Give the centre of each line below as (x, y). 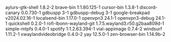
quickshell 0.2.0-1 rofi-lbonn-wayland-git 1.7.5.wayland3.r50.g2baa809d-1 (86, 23)
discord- (149, 7)
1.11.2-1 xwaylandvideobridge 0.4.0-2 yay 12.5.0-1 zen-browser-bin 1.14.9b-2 (86, 34)
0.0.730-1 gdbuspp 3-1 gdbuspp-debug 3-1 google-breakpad (86, 13)
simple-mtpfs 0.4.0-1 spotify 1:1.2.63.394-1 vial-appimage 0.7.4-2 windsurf (84, 29)
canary (13, 13)
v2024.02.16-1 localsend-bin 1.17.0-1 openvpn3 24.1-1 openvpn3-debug (80, 18)
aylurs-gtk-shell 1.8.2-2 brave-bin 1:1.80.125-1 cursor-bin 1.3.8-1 (72, 7)
